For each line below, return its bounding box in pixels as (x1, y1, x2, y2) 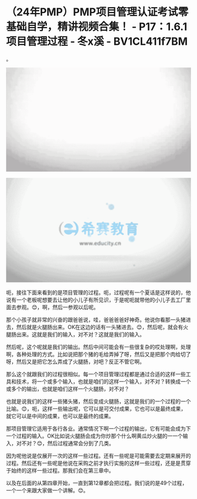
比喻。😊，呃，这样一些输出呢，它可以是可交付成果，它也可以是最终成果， (6, 405, 186, 412)
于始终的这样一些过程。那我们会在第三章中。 (6, 467, 114, 474)
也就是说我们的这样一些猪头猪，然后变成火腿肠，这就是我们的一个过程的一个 (6, 398, 191, 405)
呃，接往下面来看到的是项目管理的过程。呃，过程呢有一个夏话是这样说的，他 (6, 289, 191, 296)
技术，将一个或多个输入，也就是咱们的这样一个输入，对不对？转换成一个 (16, 378, 191, 385)
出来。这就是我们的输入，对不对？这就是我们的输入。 (16, 331, 145, 338)
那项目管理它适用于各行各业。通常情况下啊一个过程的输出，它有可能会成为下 (6, 425, 191, 432)
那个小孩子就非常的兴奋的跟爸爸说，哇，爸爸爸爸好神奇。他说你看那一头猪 (6, 316, 186, 323)
